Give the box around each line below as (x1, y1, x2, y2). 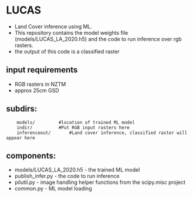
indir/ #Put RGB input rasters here (16, 125, 130, 130)
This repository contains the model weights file (14, 29, 128, 36)
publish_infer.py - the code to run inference (14, 173, 120, 180)
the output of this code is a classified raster (14, 48, 120, 55)
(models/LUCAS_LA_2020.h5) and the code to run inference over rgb (14, 35, 182, 42)
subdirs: (6, 104, 38, 114)
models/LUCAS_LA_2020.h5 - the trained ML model (14, 166, 140, 173)
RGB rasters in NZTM (14, 80, 66, 88)
